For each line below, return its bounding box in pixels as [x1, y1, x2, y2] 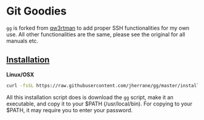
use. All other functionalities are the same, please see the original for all [6, 30, 185, 38]
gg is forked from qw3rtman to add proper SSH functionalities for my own [6, 24, 190, 32]
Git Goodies [6, 4, 67, 18]
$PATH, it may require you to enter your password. [6, 106, 133, 113]
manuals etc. [6, 37, 38, 44]
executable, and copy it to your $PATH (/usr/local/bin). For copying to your [6, 100, 192, 107]
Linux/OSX [6, 71, 35, 78]
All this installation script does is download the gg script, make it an [6, 93, 174, 101]
